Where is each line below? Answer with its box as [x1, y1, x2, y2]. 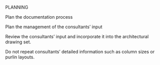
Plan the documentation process [5, 14, 73, 20]
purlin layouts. [5, 54, 35, 60]
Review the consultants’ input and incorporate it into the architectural [5, 34, 149, 39]
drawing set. [5, 39, 31, 45]
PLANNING [5, 5, 29, 10]
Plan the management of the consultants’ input [5, 24, 102, 30]
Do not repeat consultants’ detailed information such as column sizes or [5, 49, 155, 54]
